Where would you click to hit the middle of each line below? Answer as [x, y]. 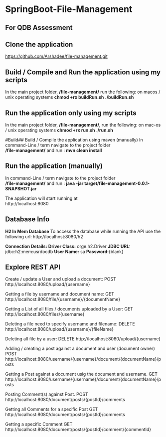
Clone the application [39, 44]
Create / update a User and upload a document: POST [61, 279]
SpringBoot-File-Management [69, 9]
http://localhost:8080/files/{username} [45, 314]
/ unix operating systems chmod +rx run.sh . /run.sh [59, 130]
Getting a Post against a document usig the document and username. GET [82, 374]
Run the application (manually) [54, 166]
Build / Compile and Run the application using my [83, 72]
